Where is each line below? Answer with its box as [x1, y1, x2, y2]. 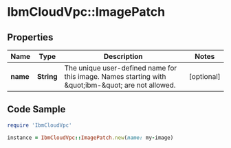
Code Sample [7, 103, 66, 115]
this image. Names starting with [64, 72, 166, 81]
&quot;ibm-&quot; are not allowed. [64, 80, 176, 90]
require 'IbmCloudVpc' [7, 121, 72, 129]
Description [103, 52, 143, 61]
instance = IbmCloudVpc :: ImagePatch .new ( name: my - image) [7, 134, 174, 141]
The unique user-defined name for [64, 63, 177, 73]
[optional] [188, 72, 221, 81]
